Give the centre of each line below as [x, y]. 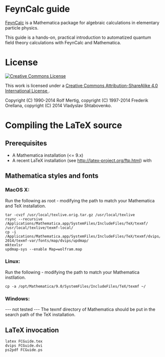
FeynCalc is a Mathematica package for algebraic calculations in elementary [82, 23]
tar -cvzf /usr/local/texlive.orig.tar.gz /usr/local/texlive [70, 215]
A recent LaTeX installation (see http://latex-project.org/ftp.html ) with [82, 160]
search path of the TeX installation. [40, 315]
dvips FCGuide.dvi [24, 345]
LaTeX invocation [32, 330]
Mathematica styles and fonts [52, 176]
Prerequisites [26, 143]
